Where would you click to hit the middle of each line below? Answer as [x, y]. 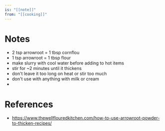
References [29, 104]
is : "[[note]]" [20, 10]
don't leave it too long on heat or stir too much [59, 74]
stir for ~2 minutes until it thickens [47, 68]
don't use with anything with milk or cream [55, 79]
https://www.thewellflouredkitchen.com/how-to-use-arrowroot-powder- [86, 118]
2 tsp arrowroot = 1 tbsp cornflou [46, 53]
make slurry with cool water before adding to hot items [68, 63]
